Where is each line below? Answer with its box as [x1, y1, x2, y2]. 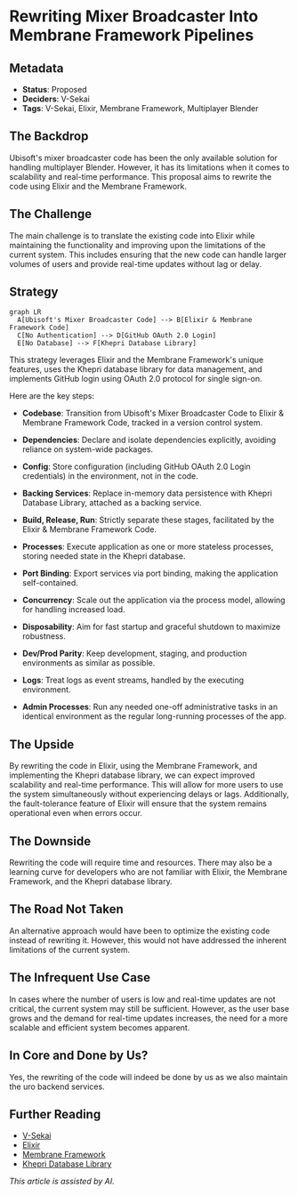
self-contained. [21, 577, 78, 588]
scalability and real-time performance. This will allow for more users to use [9, 779, 284, 790]
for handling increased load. [21, 604, 126, 615]
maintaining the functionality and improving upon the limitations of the [9, 239, 266, 250]
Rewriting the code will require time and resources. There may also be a [9, 857, 273, 868]
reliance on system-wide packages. [21, 444, 154, 455]
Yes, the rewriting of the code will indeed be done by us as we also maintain [9, 1071, 288, 1082]
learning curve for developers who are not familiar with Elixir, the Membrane [9, 867, 287, 877]
